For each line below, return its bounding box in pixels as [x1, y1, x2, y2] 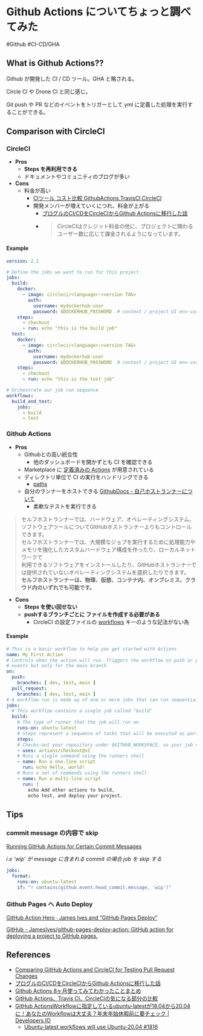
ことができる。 [11, 108, 49, 115]
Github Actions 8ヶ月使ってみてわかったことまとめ [14, 987, 141, 994]
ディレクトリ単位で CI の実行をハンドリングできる [24, 473, 149, 480]
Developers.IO [14, 1017, 51, 1024]
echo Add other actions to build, [28, 787, 115, 793]
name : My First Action [6, 651, 63, 658]
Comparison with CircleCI [6, 126, 105, 136]
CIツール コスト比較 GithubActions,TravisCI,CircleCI [33, 195, 162, 202]
